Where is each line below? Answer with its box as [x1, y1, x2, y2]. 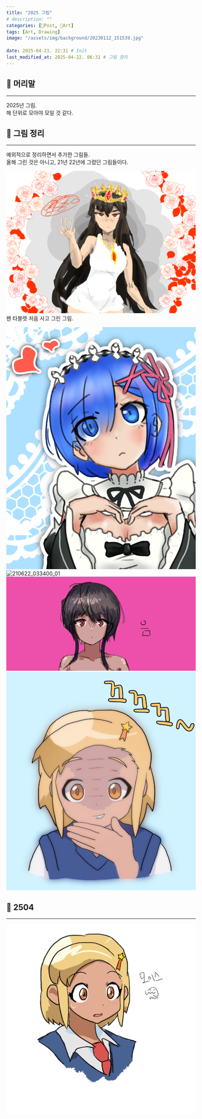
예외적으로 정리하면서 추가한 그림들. [6, 151, 90, 158]
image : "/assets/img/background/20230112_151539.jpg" [6, 35, 144, 42]
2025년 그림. [6, 101, 37, 108]
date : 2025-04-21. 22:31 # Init [6, 48, 87, 54]
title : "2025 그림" [6, 10, 53, 16]
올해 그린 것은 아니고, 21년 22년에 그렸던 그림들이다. [6, 158, 129, 166]
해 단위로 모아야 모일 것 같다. [6, 109, 74, 116]
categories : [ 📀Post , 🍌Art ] [6, 22, 74, 28]
